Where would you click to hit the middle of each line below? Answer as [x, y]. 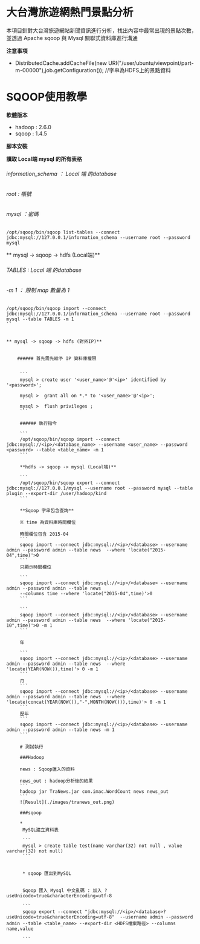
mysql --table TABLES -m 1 [40, 319]
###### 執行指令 [38, 423]
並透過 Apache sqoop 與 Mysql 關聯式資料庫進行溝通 [72, 38]
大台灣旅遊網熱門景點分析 [70, 12]
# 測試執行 [31, 747]
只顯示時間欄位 [36, 567]
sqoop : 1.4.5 [31, 133]
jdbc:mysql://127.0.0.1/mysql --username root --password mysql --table [100, 488]
